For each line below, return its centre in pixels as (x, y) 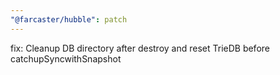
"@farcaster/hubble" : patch (69, 19)
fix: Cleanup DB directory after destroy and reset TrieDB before (140, 48)
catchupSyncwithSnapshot (66, 58)
